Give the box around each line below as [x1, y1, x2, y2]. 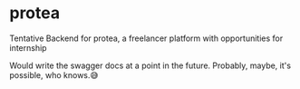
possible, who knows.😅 [9, 69, 99, 80]
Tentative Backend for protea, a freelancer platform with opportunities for [9, 33, 284, 44]
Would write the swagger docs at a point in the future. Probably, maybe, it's [9, 60, 292, 71]
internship [9, 42, 47, 53]
